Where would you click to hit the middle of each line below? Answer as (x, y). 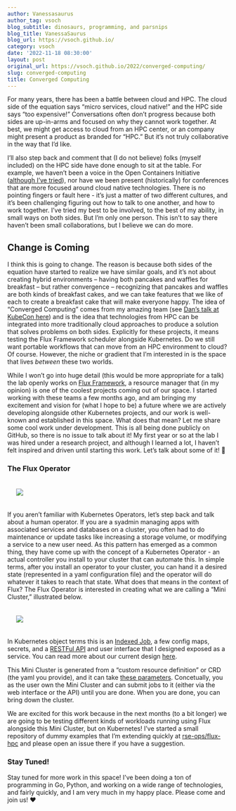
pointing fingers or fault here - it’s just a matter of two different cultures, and (118, 195)
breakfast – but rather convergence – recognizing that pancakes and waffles (118, 287)
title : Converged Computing (48, 79)
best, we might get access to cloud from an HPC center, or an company (111, 129)
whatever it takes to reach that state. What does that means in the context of (118, 582)
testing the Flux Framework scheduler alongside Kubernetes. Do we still (111, 340)
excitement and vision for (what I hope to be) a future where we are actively (117, 405)
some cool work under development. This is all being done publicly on (109, 428)
